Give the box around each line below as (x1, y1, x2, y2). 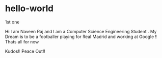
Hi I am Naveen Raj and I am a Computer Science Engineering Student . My (5, 28, 157, 34)
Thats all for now (5, 39, 39, 44)
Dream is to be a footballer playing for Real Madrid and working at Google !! (5, 34, 158, 39)
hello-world (5, 3, 54, 14)
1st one (5, 19, 20, 25)
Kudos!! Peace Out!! (5, 48, 46, 54)
